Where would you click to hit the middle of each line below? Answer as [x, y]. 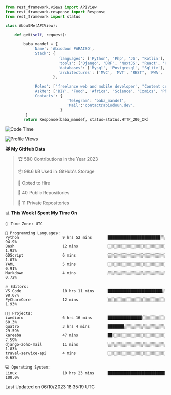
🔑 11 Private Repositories [44, 203]
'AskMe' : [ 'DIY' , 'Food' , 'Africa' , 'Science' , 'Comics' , [95, 91]
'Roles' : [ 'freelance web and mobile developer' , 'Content [96, 87]
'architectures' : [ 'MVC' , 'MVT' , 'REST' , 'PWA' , [110, 73]
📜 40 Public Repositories [44, 193]
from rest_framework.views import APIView [51, 7]
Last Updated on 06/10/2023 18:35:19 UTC [50, 387]
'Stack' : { [44, 54]
